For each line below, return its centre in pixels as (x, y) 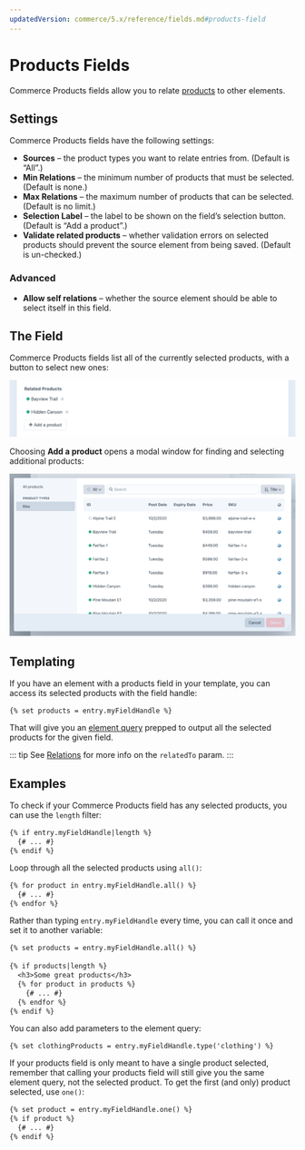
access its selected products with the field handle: (103, 693)
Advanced (33, 279)
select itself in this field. (67, 308)
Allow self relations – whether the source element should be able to (150, 298)
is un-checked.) (52, 255)
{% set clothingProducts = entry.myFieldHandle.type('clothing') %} (142, 1046)
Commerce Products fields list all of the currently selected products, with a (149, 358)
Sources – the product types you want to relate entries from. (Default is (156, 158)
